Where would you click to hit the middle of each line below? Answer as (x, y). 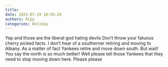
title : (12, 10)
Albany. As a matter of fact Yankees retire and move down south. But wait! (82, 48)
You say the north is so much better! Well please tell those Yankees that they (84, 54)
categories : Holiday (27, 24)
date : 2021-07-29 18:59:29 (33, 14)
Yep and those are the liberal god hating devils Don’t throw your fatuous (79, 38)
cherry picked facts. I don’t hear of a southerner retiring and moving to (78, 43)
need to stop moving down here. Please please (54, 59)
